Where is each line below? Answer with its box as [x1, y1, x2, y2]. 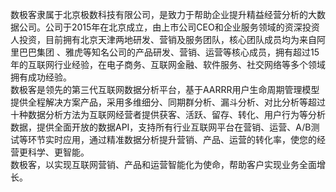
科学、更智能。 [27, 146, 90, 158]
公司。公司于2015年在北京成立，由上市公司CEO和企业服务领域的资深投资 [18, 21, 320, 33]
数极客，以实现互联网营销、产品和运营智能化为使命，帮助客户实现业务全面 [10, 159, 317, 170]
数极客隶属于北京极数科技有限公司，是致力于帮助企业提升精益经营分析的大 [10, 9, 317, 20]
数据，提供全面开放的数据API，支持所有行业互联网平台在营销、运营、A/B [10, 121, 312, 133]
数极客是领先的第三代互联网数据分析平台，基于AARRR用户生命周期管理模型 [10, 84, 320, 95]
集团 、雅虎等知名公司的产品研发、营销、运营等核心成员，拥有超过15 [36, 46, 320, 58]
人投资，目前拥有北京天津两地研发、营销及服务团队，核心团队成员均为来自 [10, 34, 317, 45]
